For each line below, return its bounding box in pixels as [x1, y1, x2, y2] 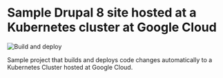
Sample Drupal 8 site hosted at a [7, 5, 197, 21]
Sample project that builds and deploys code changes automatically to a [7, 55, 213, 64]
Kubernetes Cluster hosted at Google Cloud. [7, 63, 133, 71]
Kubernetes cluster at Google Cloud [7, 19, 217, 35]
